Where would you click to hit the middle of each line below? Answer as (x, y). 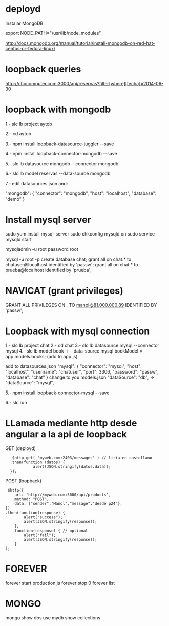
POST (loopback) (24, 481)
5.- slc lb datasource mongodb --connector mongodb (62, 163)
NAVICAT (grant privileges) (65, 291)
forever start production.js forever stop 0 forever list (60, 583)
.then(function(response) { (35, 513)
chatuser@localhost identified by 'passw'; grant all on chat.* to (72, 264)
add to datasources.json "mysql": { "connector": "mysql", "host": (73, 366)
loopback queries (43, 69)
